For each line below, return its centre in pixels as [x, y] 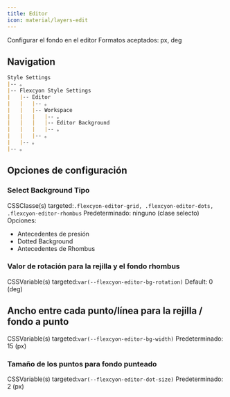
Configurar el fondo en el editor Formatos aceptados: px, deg [95, 40]
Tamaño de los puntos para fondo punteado [82, 364]
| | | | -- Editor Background [59, 123]
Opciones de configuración [67, 171]
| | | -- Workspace [40, 110]
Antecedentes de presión [53, 234]
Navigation [31, 62]
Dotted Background [45, 241]
